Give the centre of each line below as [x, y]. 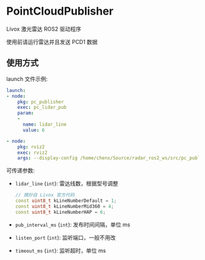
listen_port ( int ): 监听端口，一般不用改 [65, 237]
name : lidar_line [45, 125]
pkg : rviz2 [31, 147]
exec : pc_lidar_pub [42, 107]
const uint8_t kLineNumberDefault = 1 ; [66, 201]
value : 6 [34, 130]
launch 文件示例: [27, 79]
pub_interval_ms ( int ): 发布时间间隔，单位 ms [73, 225]
